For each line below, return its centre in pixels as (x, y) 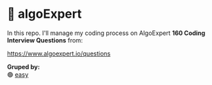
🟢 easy (18, 74)
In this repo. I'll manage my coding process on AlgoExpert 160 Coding (106, 33)
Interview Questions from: (45, 40)
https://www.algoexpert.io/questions (59, 53)
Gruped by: (23, 66)
